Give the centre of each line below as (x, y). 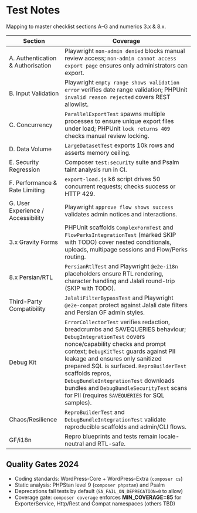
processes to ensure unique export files (119, 121)
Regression (25, 169)
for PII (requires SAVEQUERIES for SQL (114, 395)
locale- (169, 436)
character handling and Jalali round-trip (120, 281)
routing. (75, 257)
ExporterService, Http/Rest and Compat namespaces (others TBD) (95, 503)
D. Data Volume (30, 149)
